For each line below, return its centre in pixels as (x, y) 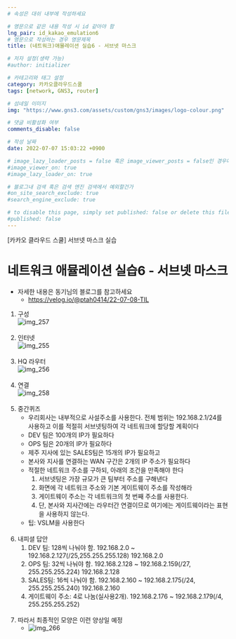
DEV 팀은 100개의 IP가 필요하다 (71, 435)
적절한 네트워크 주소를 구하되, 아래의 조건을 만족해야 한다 (106, 470)
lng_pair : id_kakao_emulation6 (53, 33)
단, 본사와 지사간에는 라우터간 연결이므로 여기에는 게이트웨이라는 (127, 505)
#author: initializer (39, 65)
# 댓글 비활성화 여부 (33, 123)
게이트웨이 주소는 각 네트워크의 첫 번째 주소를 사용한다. (113, 496)
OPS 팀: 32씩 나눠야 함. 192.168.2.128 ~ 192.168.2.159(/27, (109, 564)
